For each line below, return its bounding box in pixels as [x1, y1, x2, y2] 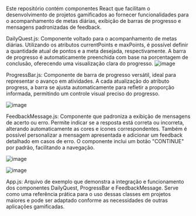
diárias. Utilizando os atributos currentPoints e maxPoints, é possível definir [6, 41, 188, 48]
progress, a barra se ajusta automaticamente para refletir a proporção [6, 84, 174, 90]
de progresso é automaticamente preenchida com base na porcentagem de [6, 54, 188, 60]
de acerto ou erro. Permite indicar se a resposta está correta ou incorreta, [6, 119, 184, 126]
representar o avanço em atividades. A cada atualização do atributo [6, 77, 170, 85]
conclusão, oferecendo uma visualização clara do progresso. [6, 60, 153, 67]
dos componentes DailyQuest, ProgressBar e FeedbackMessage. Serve [6, 184, 179, 191]
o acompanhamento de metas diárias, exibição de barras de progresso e [6, 18, 181, 24]
